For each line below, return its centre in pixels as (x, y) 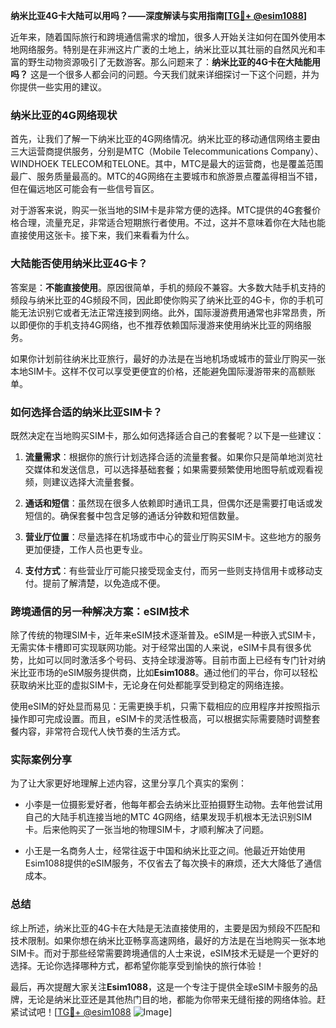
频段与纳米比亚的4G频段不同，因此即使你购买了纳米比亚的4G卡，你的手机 (162, 300)
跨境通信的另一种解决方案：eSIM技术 (100, 611)
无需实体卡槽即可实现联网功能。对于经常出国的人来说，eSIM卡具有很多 (156, 648)
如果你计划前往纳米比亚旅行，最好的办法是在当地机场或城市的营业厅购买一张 (168, 358)
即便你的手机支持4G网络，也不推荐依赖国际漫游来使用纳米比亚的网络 (160, 325)
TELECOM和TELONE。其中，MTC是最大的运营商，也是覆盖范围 (192, 164)
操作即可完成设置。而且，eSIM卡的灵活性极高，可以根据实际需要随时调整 (161, 719)
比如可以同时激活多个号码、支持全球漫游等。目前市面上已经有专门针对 (172, 660)
